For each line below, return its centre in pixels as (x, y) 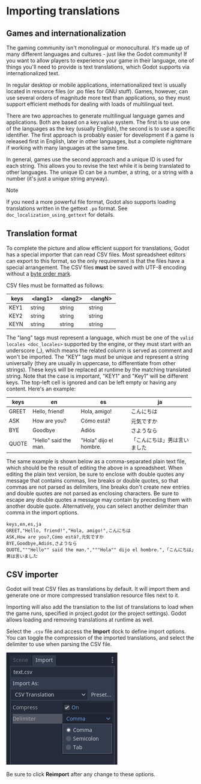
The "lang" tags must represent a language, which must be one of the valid (100, 338)
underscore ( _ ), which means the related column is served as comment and (100, 350)
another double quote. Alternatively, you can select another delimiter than (97, 506)
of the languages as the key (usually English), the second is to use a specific (101, 128)
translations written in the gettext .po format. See (67, 208)
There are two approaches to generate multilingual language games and (95, 116)
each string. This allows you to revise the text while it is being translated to (98, 166)
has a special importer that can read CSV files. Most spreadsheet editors (96, 255)
